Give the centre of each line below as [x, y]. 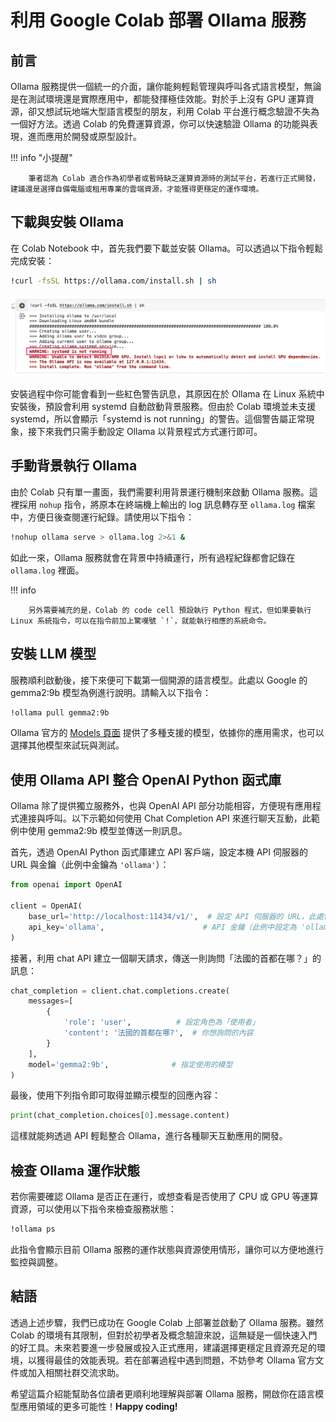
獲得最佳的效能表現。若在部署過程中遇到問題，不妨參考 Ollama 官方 [176, 1360]
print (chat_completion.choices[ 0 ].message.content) [120, 1116]
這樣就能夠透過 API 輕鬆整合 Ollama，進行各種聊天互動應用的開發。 [149, 1136]
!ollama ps [33, 1229]
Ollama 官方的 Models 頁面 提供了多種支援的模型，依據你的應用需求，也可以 [167, 733]
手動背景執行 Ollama [74, 466]
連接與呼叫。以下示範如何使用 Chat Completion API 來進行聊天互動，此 [165, 818]
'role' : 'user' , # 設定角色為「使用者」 [161, 1022]
